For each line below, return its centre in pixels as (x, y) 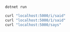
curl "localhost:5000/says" (33, 25)
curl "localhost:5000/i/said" (35, 16)
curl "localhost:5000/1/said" (35, 20)
